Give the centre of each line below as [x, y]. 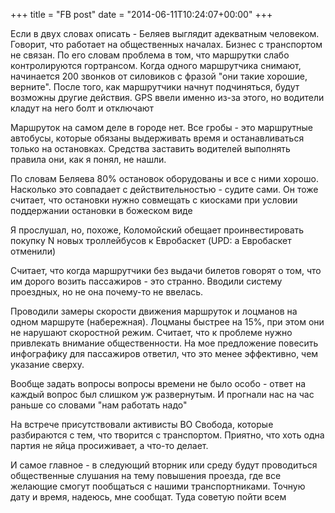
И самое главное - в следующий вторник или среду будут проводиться [164, 465]
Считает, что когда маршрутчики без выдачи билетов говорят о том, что [166, 270]
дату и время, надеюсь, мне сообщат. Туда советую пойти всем [148, 497]
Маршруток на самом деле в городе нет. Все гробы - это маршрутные [162, 127]
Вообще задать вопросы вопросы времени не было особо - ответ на [158, 383]
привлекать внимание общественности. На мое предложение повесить [164, 343]
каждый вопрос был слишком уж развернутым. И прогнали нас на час [162, 394]
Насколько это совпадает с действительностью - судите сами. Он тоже [164, 189]
